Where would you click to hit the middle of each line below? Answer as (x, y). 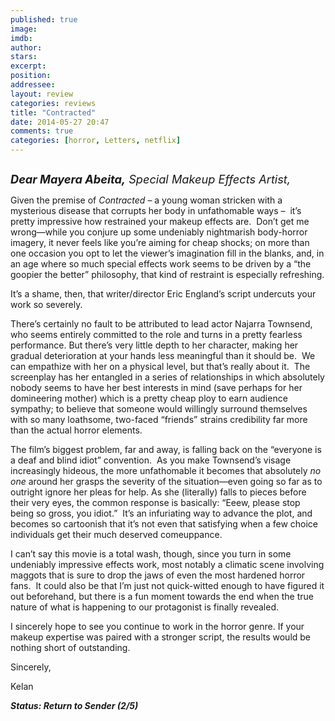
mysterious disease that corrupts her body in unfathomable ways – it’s (156, 210)
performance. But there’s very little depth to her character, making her (154, 345)
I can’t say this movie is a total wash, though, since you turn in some (151, 554)
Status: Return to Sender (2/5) (74, 705)
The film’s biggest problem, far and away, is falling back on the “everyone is (166, 449)
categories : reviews (53, 103)
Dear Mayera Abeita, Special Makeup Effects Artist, (151, 179)
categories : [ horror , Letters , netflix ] (96, 141)
